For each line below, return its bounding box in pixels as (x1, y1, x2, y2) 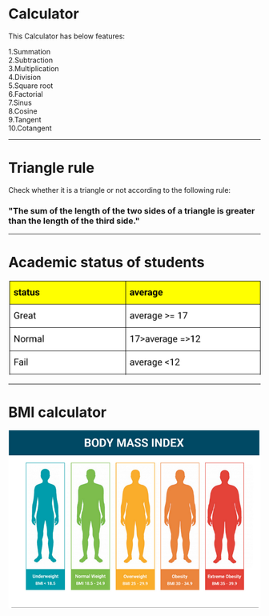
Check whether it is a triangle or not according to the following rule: (8, 185, 231, 194)
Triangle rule (8, 159, 94, 177)
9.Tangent (8, 114, 42, 124)
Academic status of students (8, 254, 205, 272)
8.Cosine (8, 106, 38, 116)
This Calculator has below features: (8, 31, 126, 41)
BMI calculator (8, 403, 106, 422)
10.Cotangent (8, 123, 52, 133)
